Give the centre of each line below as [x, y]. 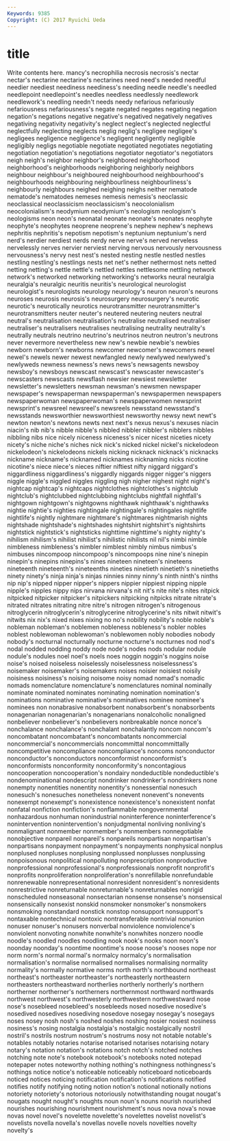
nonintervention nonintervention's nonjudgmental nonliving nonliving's [106, 824]
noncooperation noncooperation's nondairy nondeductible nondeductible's [113, 773]
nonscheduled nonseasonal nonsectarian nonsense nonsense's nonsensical [115, 897]
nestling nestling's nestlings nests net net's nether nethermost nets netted [112, 262]
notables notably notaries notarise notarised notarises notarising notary [108, 1043]
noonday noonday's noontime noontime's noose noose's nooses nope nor [112, 948]
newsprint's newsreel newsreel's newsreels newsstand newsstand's [103, 408]
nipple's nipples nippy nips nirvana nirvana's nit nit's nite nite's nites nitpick [113, 590]
